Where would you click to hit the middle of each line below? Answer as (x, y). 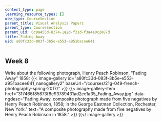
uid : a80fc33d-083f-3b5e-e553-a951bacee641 (50, 41)
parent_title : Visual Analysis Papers (44, 23)
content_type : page (25, 10)
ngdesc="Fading (22, 99)
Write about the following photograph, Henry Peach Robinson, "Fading (76, 73)
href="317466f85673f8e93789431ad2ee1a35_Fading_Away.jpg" (69, 94)
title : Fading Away (25, 37)
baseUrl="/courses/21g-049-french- (102, 83)
